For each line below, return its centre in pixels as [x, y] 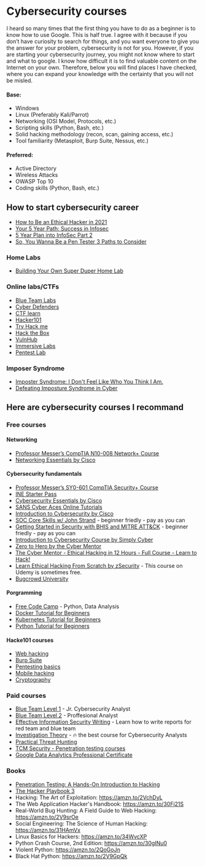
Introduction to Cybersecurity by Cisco [64, 513]
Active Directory [36, 168]
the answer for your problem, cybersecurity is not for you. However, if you [100, 48]
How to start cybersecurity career [73, 207]
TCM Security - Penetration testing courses [70, 748]
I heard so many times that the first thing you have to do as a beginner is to [101, 28]
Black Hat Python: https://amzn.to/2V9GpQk [71, 856]
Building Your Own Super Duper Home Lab [69, 271]
